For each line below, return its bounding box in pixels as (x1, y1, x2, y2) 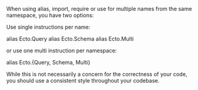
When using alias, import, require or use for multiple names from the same (6, 5, 193, 12)
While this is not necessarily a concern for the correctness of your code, (6, 71, 188, 78)
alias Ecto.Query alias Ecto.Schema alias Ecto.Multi (6, 35, 134, 42)
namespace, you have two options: (6, 12, 94, 19)
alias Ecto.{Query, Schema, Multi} (6, 59, 90, 66)
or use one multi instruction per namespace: (6, 47, 117, 54)
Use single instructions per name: (6, 24, 90, 30)
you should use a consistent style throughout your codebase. (6, 77, 160, 84)
